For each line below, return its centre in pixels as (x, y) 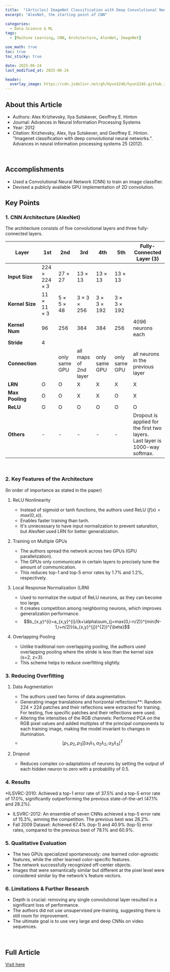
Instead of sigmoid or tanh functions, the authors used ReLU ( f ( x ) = (90, 510)
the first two (147, 428)
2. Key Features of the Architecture (49, 479)
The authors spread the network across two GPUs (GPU (78, 551)
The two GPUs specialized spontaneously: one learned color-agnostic (86, 854)
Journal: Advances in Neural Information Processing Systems (76, 122)
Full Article (23, 952)
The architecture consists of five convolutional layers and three (71, 228)
